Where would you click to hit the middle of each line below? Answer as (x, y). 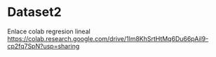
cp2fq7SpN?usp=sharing (43, 46)
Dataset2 (34, 12)
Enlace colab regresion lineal (49, 31)
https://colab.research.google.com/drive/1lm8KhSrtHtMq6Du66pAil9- (108, 38)
